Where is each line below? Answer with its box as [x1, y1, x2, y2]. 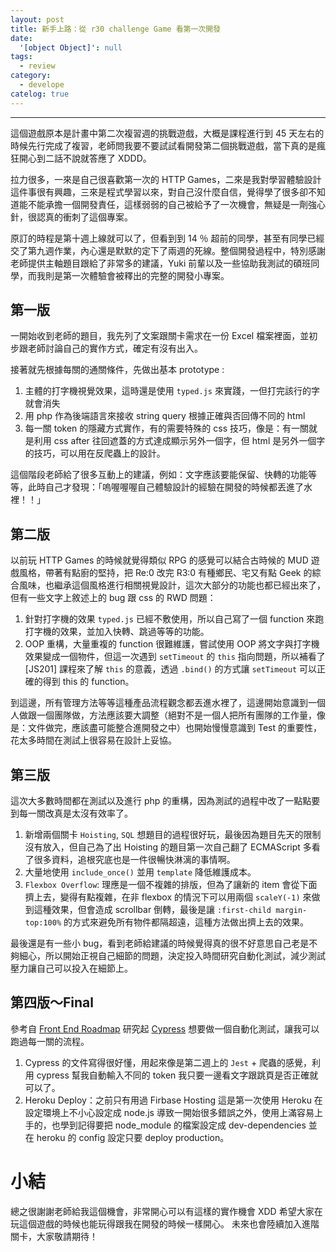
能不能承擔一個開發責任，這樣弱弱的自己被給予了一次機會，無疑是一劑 [18, 198, 308, 210]
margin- [275, 906, 308, 916]
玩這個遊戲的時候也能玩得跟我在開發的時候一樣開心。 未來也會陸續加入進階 [10, 1217, 320, 1230]
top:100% [24, 918, 62, 928]
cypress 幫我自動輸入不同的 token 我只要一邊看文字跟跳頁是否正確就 [36, 1069, 319, 1081]
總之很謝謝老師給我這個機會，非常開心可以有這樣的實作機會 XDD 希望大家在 [10, 1205, 323, 1217]
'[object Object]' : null [19, 42, 123, 53]
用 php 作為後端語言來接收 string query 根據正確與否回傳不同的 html [24, 410, 306, 422]
